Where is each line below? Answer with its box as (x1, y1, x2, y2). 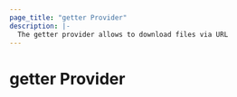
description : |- (9, 22, 71, 31)
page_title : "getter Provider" (9, 13, 128, 22)
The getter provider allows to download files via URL (17, 30, 229, 39)
